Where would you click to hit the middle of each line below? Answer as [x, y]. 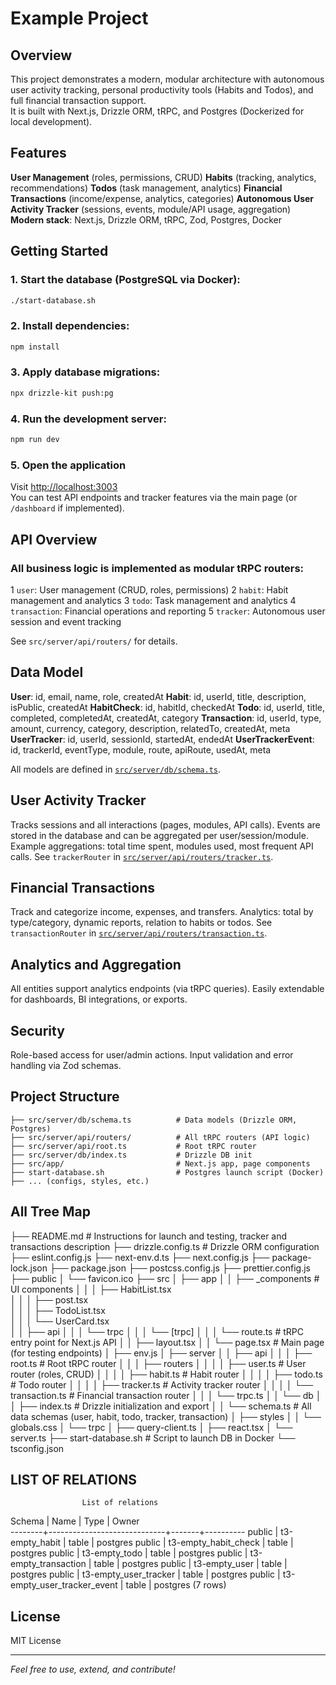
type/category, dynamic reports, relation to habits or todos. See [141, 923]
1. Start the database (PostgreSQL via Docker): [125, 280]
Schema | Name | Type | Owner [75, 1521]
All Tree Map [50, 1212]
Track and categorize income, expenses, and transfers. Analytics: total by [162, 912]
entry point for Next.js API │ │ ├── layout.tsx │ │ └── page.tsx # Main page [167, 1342]
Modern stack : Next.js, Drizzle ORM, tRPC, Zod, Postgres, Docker [146, 219]
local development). [51, 121]
